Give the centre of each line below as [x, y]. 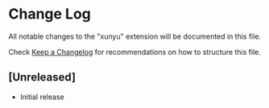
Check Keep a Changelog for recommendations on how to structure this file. [135, 52]
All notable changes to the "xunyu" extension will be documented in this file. [135, 36]
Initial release [42, 97]
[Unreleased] [42, 77]
